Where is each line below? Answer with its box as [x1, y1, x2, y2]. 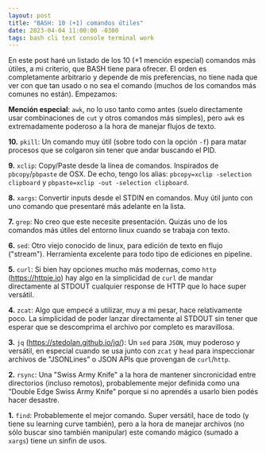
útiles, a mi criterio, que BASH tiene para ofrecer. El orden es [8, 64, 207, 74]
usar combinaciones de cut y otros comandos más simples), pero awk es [8, 113, 245, 123]
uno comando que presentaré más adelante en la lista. [8, 202, 187, 211]
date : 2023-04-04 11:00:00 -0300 [8, 26, 119, 34]
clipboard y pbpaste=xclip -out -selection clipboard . [8, 178, 189, 188]
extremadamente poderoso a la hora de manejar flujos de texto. [8, 122, 217, 131]
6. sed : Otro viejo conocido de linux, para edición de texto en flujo [8, 241, 223, 250]
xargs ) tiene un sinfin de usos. [8, 436, 107, 446]
